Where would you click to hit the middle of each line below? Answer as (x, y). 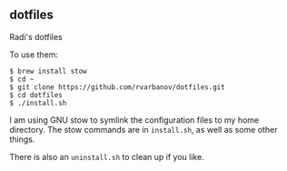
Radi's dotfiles (36, 36)
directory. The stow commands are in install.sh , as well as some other (143, 129)
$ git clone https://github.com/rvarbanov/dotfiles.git (117, 87)
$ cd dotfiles (36, 95)
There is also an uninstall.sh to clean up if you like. (107, 156)
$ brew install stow (49, 71)
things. (22, 139)
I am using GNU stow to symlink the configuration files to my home (134, 120)
